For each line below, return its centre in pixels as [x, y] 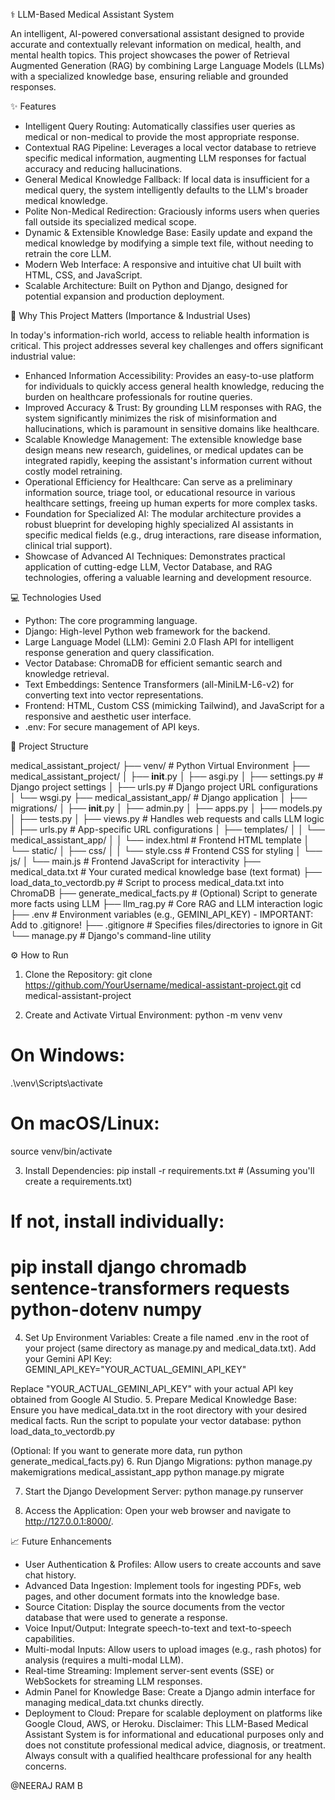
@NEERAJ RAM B [46, 1785]
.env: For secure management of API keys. [112, 727]
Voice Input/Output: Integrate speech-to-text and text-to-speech [158, 1628]
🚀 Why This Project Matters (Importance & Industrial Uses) [131, 315]
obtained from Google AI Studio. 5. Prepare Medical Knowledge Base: [154, 1399]
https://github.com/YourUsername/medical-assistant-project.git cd [163, 985]
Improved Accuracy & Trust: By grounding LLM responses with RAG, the [173, 407]
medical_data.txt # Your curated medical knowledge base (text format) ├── [166, 872]
